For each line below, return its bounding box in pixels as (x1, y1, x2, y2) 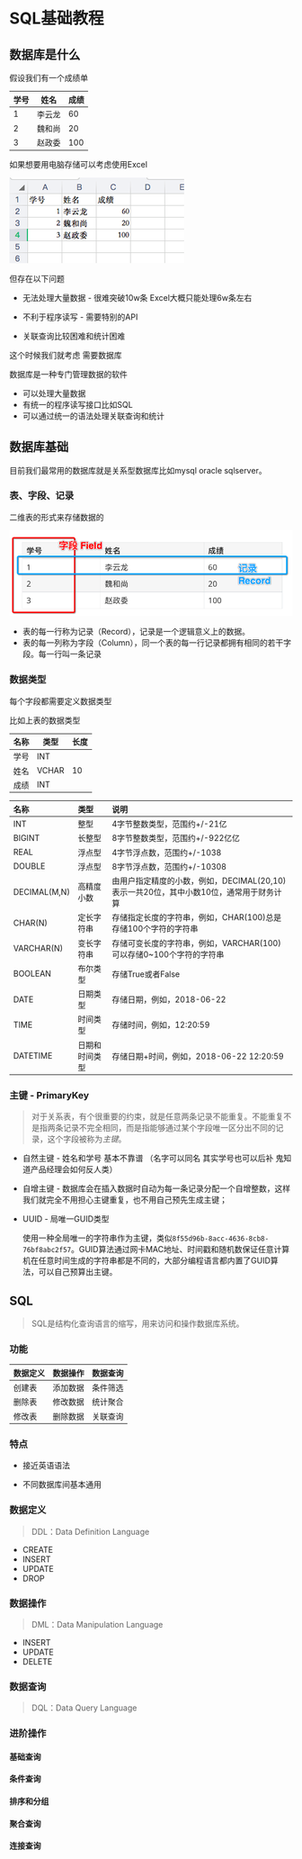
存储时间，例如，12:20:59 (111, 1019, 210, 1031)
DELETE (22, 1656, 53, 1667)
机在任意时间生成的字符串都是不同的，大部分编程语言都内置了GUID (22, 1255, 271, 1266)
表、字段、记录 (9, 490, 75, 502)
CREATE (22, 1544, 54, 1555)
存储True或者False (111, 969, 181, 979)
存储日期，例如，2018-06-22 (111, 994, 226, 1005)
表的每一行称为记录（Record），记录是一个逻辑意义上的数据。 (22, 627, 250, 637)
